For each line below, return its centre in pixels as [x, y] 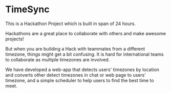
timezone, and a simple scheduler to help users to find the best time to [80, 80]
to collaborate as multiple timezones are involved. [58, 59]
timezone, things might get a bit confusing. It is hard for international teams [84, 54]
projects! [15, 39]
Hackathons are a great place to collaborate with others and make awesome [86, 33]
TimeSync [27, 9]
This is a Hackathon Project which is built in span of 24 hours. [70, 24]
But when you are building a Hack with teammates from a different [75, 49]
